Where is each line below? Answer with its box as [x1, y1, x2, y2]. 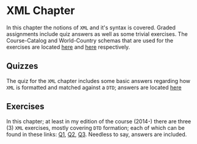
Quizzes [6, 61, 38, 71]
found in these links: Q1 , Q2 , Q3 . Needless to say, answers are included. [6, 131, 187, 138]
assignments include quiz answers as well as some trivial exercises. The [6, 30, 188, 37]
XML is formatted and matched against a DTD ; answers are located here [6, 84, 182, 91]
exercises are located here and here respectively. [6, 43, 131, 51]
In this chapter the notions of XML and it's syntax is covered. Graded [6, 24, 176, 31]
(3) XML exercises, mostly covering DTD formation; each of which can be [6, 124, 185, 131]
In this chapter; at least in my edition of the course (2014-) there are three [6, 117, 192, 125]
